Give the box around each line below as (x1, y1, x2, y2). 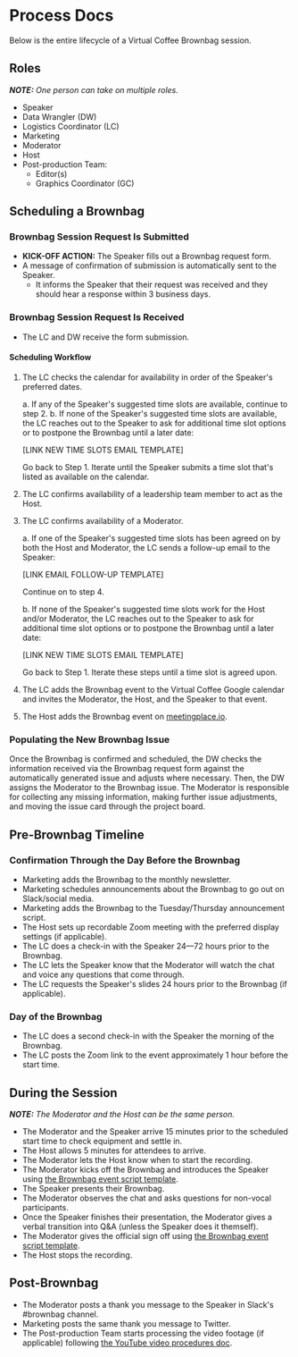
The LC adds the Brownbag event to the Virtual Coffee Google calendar (21, 684, 286, 695)
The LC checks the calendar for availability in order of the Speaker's (21, 372, 274, 383)
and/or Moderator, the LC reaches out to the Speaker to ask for (21, 613, 254, 624)
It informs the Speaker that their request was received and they (35, 279, 269, 291)
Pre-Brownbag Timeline (9, 827, 145, 842)
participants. (21, 1202, 69, 1213)
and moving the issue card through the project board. (9, 801, 206, 812)
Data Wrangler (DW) (21, 111, 97, 122)
